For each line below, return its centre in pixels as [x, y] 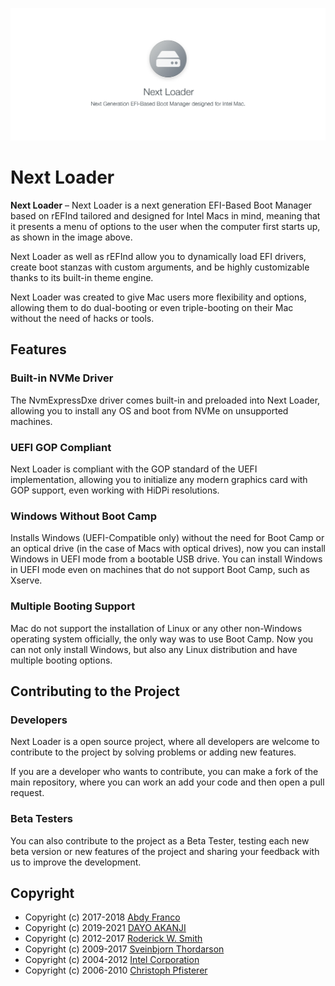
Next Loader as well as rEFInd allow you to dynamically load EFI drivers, [158, 257]
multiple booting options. [61, 660]
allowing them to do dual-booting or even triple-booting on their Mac [152, 308]
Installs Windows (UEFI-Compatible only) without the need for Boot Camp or [167, 538]
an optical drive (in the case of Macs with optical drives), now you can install [168, 549]
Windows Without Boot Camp [83, 516]
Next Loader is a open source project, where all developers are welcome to [165, 742]
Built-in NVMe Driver [62, 378]
